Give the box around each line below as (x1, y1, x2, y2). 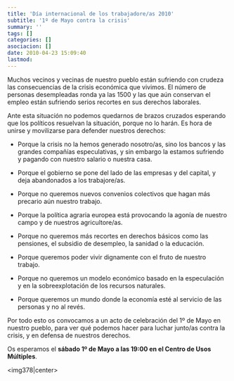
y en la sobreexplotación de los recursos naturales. (17, 281, 166, 290)
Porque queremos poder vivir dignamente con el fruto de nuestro (17, 252, 207, 261)
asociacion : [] (7, 43, 52, 50)
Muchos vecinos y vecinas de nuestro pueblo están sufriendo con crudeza (7, 75, 224, 84)
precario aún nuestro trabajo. (17, 197, 103, 205)
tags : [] (7, 30, 33, 37)
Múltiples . (7, 352, 37, 361)
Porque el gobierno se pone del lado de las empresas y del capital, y (17, 168, 216, 176)
